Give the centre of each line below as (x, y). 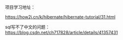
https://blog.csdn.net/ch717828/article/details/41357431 (61, 32)
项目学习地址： (20, 7)
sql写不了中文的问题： (27, 27)
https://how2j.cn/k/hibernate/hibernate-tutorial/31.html (60, 17)
